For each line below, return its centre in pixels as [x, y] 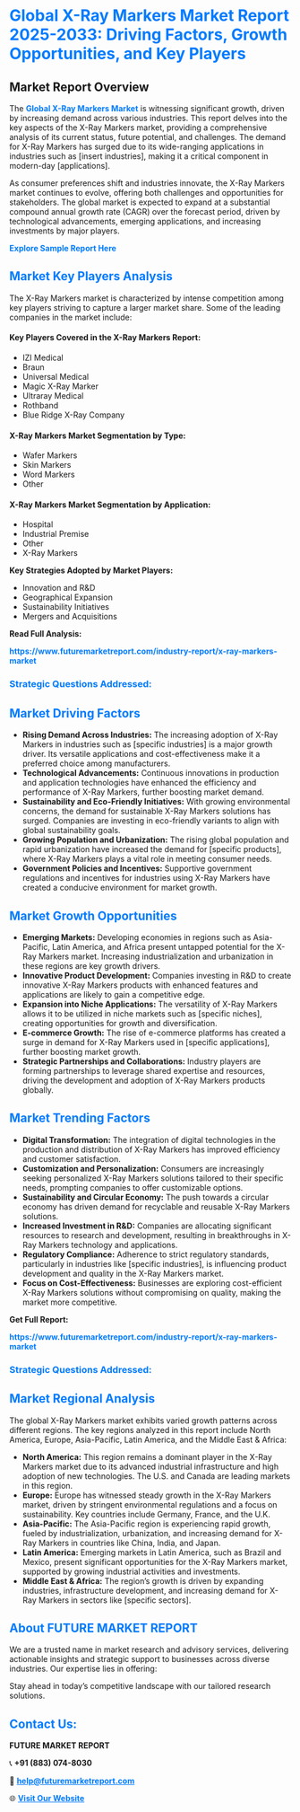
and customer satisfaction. [71, 1158]
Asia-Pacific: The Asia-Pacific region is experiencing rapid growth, [146, 1524]
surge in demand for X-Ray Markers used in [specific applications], [146, 1042]
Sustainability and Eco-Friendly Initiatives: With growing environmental [156, 802]
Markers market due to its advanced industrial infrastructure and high [150, 1466]
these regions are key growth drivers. [91, 965]
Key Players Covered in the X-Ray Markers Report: [105, 338]
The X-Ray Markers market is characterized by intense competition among [147, 298]
